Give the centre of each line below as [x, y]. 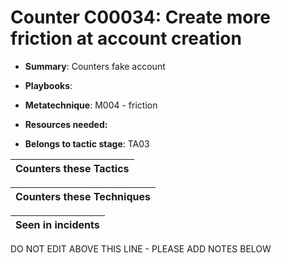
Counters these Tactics [72, 168]
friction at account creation [126, 38]
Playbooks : [48, 85]
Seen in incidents [57, 224]
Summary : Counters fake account [95, 66]
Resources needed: [66, 124]
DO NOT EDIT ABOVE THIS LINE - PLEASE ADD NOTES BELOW [141, 248]
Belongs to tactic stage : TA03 [87, 143]
